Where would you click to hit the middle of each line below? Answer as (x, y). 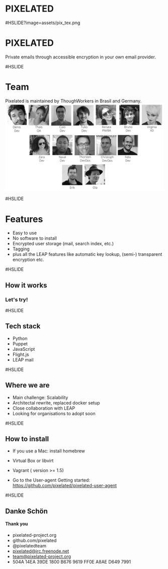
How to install (27, 439)
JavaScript (24, 349)
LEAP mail (23, 359)
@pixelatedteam (29, 546)
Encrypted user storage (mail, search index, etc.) (63, 244)
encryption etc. (28, 260)
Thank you (17, 524)
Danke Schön (26, 511)
